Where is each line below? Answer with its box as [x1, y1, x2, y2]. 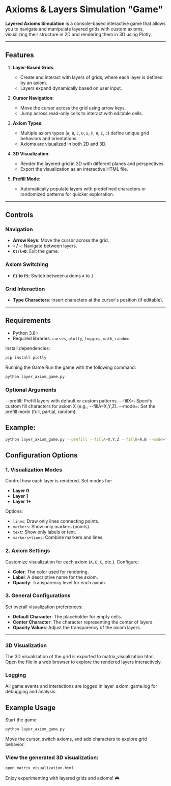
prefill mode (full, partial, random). [5, 409, 77, 415]
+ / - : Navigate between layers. [12, 243, 77, 249]
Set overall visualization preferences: [5, 604, 83, 610]
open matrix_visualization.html [5, 766, 74, 771]
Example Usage [5, 703, 56, 712]
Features [5, 51, 34, 60]
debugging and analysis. [5, 689, 57, 695]
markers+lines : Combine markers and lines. [12, 534, 104, 540]
